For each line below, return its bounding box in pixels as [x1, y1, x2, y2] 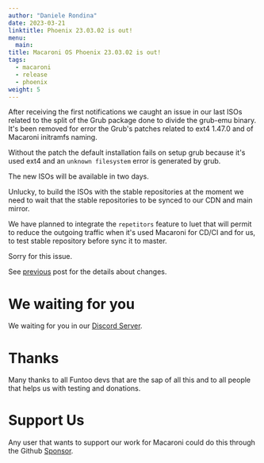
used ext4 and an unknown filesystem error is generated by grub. [8, 156, 221, 166]
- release [15, 71, 48, 79]
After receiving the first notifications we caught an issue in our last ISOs [8, 107, 243, 117]
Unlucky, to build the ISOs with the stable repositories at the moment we [8, 187, 244, 197]
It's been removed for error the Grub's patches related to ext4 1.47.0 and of [8, 124, 254, 133]
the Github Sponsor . [8, 446, 74, 456]
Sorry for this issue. [8, 252, 73, 261]
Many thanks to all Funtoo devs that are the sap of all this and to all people [8, 375, 251, 385]
